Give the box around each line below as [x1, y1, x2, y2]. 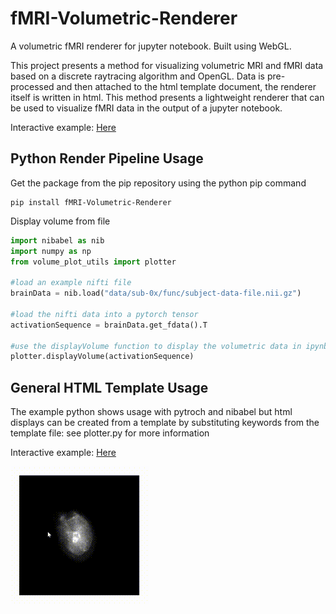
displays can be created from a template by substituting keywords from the [10, 417, 320, 429]
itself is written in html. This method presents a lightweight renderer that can [10, 91, 325, 103]
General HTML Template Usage [10, 379, 209, 396]
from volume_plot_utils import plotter [10, 257, 177, 267]
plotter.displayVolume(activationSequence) [10, 352, 195, 362]
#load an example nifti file [10, 278, 132, 288]
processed [10, 80, 55, 92]
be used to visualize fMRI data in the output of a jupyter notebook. [10, 102, 283, 114]
